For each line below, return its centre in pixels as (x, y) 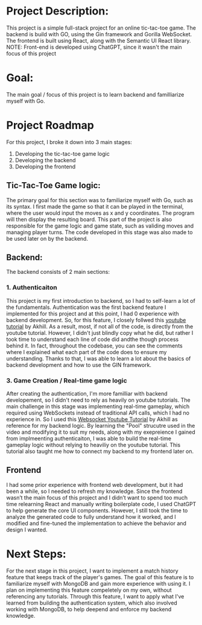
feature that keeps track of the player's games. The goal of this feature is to (100, 577)
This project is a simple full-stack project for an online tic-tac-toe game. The (101, 28)
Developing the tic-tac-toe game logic (62, 154)
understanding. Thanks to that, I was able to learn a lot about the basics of (99, 358)
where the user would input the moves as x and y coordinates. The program (100, 213)
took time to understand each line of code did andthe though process (93, 339)
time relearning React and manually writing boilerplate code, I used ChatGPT (101, 504)
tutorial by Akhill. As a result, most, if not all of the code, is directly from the (100, 326)
